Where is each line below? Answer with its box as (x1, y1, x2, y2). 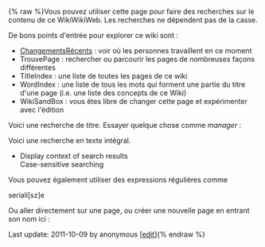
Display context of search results (19, 151, 129, 160)
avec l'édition (19, 105, 64, 114)
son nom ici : (8, 214, 50, 223)
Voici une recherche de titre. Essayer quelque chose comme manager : (8, 121, 242, 129)
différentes (19, 63, 56, 72)
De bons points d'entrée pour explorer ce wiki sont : (8, 31, 179, 40)
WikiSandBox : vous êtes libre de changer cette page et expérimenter (19, 97, 248, 106)
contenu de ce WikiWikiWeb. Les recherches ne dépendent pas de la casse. (8, 15, 259, 25)
